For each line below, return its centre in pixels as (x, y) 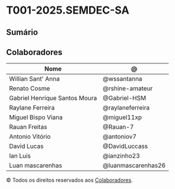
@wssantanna (122, 79)
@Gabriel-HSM (125, 98)
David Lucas (26, 146)
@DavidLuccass (125, 146)
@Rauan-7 (118, 127)
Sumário (22, 32)
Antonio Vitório (30, 137)
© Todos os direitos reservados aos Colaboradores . (70, 180)
